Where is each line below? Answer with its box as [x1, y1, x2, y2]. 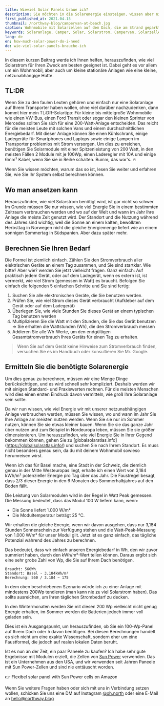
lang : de [5, 35, 23, 40]
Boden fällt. [5, 483, 28, 489]
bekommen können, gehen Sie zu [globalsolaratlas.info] [5, 437, 117, 443]
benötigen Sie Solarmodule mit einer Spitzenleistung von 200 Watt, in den [5, 146, 154, 152]
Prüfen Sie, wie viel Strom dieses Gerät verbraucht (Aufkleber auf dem [12, 298, 154, 303]
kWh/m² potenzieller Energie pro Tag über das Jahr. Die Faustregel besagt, [5, 472, 156, 478]
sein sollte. [5, 396, 27, 402]
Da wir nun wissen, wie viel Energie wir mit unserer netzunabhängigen [5, 406, 146, 412]
